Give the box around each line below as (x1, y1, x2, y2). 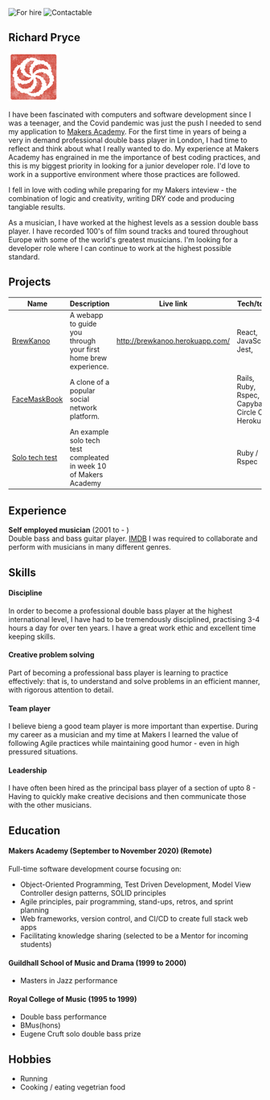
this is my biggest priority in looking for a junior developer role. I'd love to (8, 161, 251, 171)
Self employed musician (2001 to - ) (8, 525, 130, 535)
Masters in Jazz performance (19, 976, 118, 986)
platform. (69, 411, 100, 422)
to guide (69, 319, 97, 329)
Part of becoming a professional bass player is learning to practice (8, 668, 229, 678)
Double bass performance (19, 1012, 107, 1022)
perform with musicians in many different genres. (8, 542, 171, 552)
